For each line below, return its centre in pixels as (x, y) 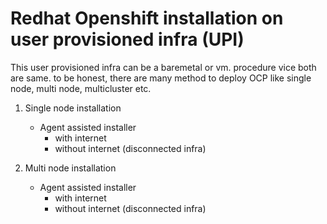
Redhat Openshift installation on (147, 18)
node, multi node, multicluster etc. (81, 88)
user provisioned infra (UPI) (127, 39)
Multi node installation (70, 168)
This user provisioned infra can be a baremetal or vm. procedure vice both (163, 67)
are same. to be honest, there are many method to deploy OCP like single (161, 78)
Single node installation (73, 108)
